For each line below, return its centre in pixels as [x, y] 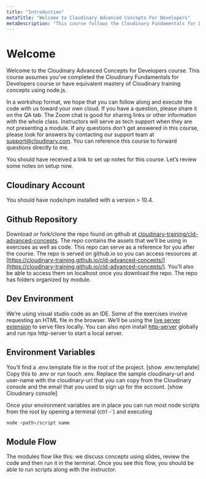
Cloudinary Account [46, 185]
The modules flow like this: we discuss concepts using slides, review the [98, 456]
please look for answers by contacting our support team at [80, 135]
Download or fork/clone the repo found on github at [71, 234]
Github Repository [42, 219]
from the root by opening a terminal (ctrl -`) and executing [79, 412]
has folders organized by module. [49, 279]
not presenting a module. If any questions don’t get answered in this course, [103, 128]
